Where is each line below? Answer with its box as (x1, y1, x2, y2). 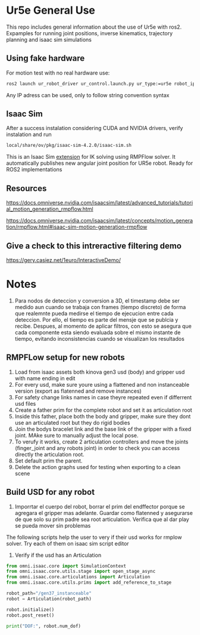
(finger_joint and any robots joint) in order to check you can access (14, 444, 180, 451)
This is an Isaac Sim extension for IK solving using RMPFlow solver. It (6, 153, 176, 161)
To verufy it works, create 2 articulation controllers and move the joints (14, 438, 189, 445)
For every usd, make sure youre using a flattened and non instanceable (14, 381, 189, 388)
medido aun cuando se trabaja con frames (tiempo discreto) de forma (14, 303, 186, 310)
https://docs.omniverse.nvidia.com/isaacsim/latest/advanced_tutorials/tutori (6, 199, 193, 206)
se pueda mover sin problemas (14, 522, 91, 529)
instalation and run (6, 131, 52, 138)
